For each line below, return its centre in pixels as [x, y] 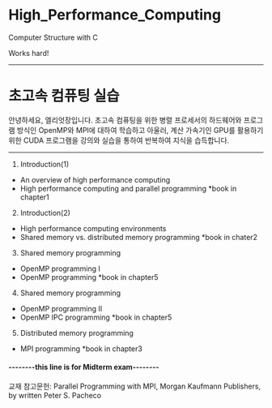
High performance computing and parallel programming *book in [128, 188]
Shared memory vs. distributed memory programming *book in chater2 [138, 237]
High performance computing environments [93, 228]
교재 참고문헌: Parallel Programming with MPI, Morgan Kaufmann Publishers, [135, 386]
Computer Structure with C [53, 37]
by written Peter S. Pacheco [55, 396]
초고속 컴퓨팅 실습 [64, 96]
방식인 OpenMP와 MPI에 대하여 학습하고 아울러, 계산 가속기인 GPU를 [126, 130]
